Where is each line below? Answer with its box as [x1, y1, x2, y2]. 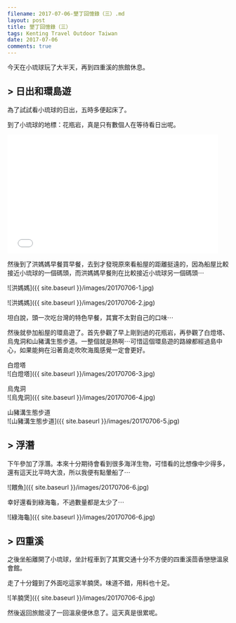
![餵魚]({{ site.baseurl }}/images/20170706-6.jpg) [7, 483, 150, 491]
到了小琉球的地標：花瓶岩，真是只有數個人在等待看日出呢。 [7, 120, 180, 128]
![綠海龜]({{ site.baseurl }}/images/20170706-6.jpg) [7, 513, 156, 521]
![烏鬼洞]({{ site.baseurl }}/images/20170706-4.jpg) [7, 393, 156, 401]
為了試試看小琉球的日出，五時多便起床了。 [7, 105, 131, 114]
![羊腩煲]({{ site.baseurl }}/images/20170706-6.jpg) [7, 594, 156, 602]
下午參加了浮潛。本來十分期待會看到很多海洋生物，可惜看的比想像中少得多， [7, 459, 229, 467]
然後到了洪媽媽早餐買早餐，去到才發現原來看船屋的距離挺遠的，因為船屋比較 [7, 260, 229, 268]
